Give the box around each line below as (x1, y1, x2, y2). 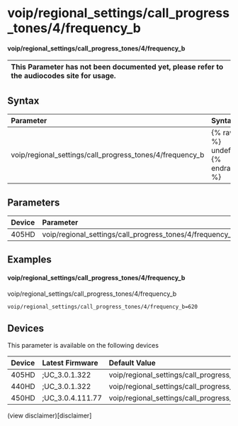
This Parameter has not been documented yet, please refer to (11, 62, 224, 72)
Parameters (7, 196, 60, 208)
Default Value (108, 358, 156, 368)
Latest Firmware (42, 358, 98, 368)
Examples (7, 254, 52, 266)
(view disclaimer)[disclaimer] (7, 411, 92, 420)
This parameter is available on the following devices (7, 341, 159, 350)
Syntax (7, 95, 40, 107)
